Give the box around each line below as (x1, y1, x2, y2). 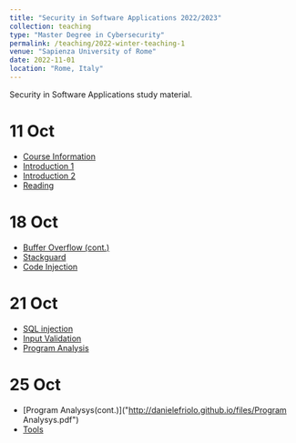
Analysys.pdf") (22, 414, 79, 425)
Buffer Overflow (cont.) (22, 242, 110, 253)
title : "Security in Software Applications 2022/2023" (9, 13, 222, 23)
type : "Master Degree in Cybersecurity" (9, 30, 166, 39)
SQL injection (22, 323, 74, 334)
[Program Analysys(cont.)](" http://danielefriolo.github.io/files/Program (22, 404, 287, 415)
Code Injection (22, 261, 78, 272)
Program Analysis (22, 342, 89, 353)
